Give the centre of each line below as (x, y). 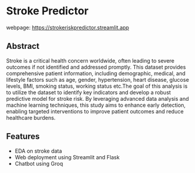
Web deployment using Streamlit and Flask (67, 157)
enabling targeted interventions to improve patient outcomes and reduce (95, 111)
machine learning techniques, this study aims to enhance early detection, (96, 105)
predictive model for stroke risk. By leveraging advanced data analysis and (97, 98)
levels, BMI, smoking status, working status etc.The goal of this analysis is (97, 86)
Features (23, 136)
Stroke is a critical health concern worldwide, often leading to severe (90, 60)
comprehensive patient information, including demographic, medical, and (96, 73)
